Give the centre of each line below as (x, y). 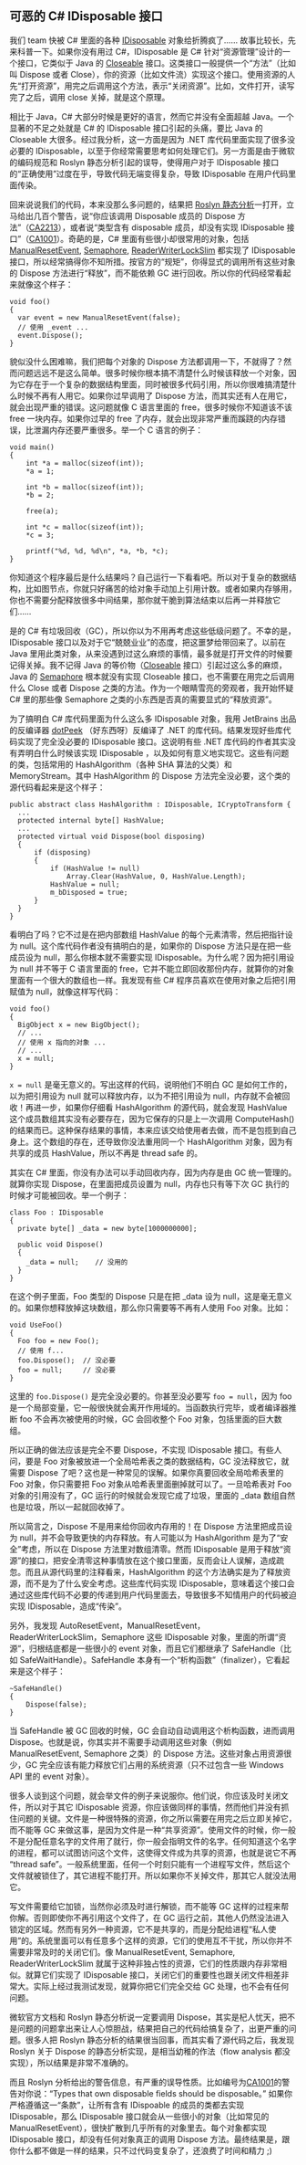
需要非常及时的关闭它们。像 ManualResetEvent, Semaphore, (122, 1951)
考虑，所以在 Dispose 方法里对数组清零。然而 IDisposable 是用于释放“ (153, 1549)
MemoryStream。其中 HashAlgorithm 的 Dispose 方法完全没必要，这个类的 (150, 775)
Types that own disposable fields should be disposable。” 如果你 (173, 2093)
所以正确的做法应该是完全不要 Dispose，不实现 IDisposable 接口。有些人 (146, 1449)
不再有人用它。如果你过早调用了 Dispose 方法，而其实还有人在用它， (163, 395)
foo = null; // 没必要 (67, 1370)
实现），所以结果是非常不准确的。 (71, 2063)
